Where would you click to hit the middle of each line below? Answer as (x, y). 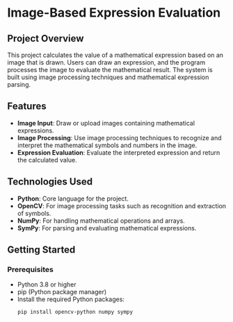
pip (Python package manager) (62, 292)
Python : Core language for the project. (73, 198)
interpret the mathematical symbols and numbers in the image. (107, 145)
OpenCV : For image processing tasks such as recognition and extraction (122, 205)
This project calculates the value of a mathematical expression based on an (115, 55)
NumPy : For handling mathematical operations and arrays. (101, 221)
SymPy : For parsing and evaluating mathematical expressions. (107, 228)
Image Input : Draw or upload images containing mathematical (106, 123)
